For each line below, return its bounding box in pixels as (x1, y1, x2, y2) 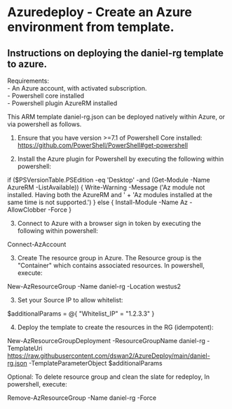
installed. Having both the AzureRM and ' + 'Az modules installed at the (7, 191, 212, 199)
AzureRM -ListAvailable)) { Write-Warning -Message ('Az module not (7, 183, 205, 192)
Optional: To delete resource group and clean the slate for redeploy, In (7, 373, 210, 381)
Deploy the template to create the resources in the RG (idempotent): (17, 323, 214, 331)
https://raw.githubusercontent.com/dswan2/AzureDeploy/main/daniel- (7, 351, 210, 360)
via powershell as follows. (7, 120, 82, 128)
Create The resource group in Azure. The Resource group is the (17, 254, 202, 262)
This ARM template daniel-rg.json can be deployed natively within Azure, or (7, 113, 226, 121)
